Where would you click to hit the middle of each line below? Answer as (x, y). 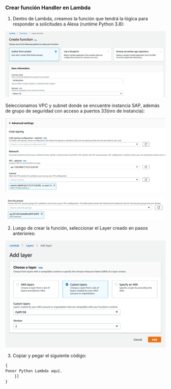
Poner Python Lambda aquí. (34, 371)
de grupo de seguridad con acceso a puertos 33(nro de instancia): (75, 111)
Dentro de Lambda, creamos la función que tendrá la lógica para (80, 19)
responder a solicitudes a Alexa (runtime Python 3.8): (68, 24)
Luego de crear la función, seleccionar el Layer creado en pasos (80, 228)
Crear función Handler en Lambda (48, 8)
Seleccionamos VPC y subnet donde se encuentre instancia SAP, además (82, 105)
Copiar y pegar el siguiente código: (49, 356)
